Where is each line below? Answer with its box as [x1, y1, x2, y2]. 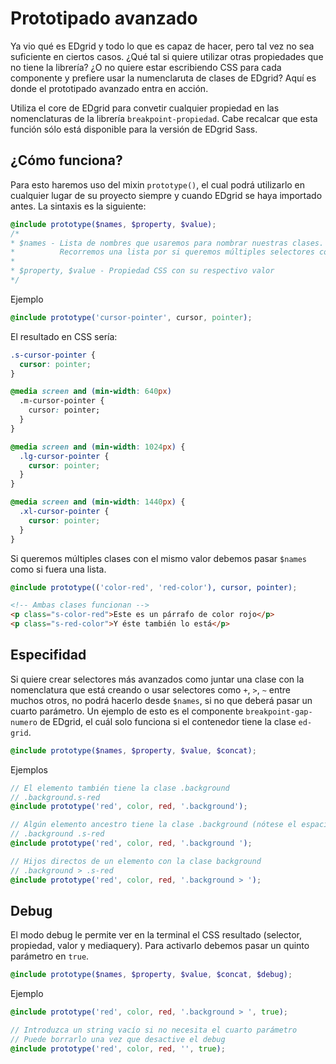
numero [10, 717, 38, 727]
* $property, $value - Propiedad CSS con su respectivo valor [10, 266, 275, 276]
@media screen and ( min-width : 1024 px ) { [10, 442, 186, 452]
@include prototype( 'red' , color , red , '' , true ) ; [10, 1043, 226, 1054]
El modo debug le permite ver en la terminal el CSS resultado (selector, [10, 929, 303, 941]
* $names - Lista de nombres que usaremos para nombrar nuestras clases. [10, 238, 325, 248]
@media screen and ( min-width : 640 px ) [10, 387, 172, 397]
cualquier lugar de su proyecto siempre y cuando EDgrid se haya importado [10, 189, 323, 201]
